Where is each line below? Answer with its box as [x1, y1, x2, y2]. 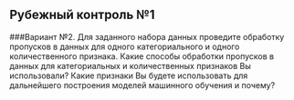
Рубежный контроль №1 [9, 7, 155, 23]
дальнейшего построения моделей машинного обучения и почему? [9, 79, 276, 90]
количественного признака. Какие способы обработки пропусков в [9, 50, 275, 62]
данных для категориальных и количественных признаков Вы [9, 60, 251, 71]
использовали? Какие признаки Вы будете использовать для [9, 70, 248, 81]
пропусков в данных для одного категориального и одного [9, 41, 240, 52]
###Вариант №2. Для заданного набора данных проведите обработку [9, 31, 285, 42]
